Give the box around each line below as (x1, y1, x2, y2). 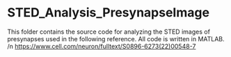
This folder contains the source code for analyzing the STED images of (7, 27, 211, 36)
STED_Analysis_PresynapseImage (7, 5, 210, 21)
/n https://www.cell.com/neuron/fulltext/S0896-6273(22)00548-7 (7, 42, 196, 50)
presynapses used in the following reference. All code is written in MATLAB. (7, 34, 225, 43)
